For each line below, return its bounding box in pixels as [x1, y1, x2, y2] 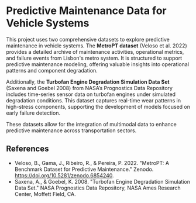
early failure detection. [6, 109, 60, 116]
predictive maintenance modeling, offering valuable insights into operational [6, 60, 189, 68]
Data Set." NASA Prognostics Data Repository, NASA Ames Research [14, 184, 181, 191]
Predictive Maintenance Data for [6, 4, 167, 18]
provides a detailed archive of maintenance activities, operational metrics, [6, 48, 184, 55]
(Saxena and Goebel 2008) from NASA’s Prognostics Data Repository [6, 84, 173, 91]
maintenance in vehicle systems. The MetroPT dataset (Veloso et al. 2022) [6, 42, 187, 49]
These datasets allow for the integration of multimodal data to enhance [6, 121, 177, 128]
